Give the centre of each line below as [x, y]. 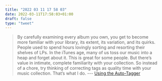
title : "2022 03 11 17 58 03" [36, 10]
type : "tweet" [20, 23]
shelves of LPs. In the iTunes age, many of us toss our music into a [84, 53]
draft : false [18, 19]
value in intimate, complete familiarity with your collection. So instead [87, 63]
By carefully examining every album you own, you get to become [83, 37]
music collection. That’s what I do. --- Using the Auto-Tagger [79, 73]
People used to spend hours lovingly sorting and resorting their [81, 47]
